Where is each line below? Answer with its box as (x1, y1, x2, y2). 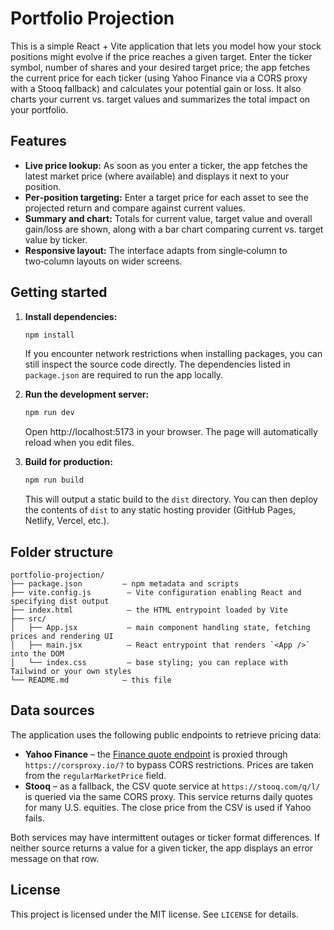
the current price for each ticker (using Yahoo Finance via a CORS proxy (10, 72, 308, 84)
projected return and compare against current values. (24, 202, 246, 214)
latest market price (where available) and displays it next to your (24, 170, 290, 182)
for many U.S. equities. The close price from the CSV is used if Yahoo (24, 801, 312, 813)
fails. (24, 812, 45, 824)
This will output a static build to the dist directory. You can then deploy (24, 493, 318, 506)
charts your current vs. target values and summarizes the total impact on (10, 93, 311, 105)
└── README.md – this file (10, 675, 172, 685)
